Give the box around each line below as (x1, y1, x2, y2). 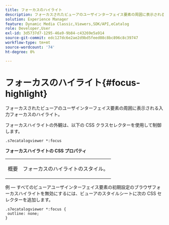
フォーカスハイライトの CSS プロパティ (5, 148, 87, 154)
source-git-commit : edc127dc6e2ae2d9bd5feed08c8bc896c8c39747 (5, 36, 138, 41)
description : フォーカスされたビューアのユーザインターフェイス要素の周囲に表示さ (5, 12, 157, 17)
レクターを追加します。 (5, 197, 54, 203)
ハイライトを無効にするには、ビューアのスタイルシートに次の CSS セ (18, 190, 162, 196)
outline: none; (7, 211, 39, 216)
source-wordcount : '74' (5, 45, 55, 50)
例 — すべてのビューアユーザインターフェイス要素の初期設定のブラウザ (5, 184, 152, 190)
